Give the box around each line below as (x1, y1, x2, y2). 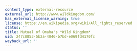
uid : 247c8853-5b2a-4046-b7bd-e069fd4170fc (5, 34, 95, 39)
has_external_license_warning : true (5, 16, 80, 21)
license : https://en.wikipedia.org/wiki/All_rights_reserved (5, 20, 133, 26)
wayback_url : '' (5, 39, 38, 44)
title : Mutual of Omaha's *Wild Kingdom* (5, 30, 91, 34)
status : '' (5, 25, 27, 30)
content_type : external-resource (5, 7, 73, 12)
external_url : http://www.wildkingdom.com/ (5, 12, 95, 17)
